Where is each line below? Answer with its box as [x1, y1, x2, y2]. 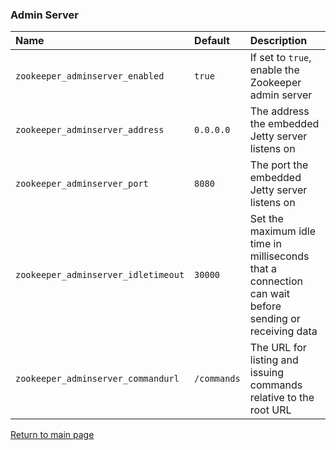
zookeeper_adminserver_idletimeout [15, 269, 185, 281]
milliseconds [249, 249, 310, 263]
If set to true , [249, 51, 312, 65]
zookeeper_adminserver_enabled [15, 71, 165, 82]
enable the [249, 63, 300, 77]
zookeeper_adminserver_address [15, 124, 165, 136]
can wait [249, 287, 290, 301]
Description [249, 34, 308, 48]
